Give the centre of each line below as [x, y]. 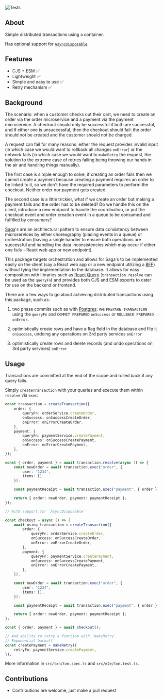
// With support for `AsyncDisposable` [45, 511]
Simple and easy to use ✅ [38, 82]
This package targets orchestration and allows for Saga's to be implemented [81, 259]
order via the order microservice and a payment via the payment [69, 119]
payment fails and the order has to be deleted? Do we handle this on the [77, 204]
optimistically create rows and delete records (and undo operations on [82, 343]
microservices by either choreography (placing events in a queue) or [73, 234]
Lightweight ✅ [26, 76]
